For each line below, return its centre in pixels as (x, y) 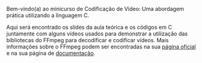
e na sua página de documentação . (51, 53)
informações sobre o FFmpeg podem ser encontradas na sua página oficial (101, 46)
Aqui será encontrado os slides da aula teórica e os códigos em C (89, 27)
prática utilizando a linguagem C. (48, 15)
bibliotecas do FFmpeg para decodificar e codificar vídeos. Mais (88, 40)
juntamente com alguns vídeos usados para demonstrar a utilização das (97, 34)
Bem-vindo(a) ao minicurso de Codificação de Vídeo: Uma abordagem (95, 9)
